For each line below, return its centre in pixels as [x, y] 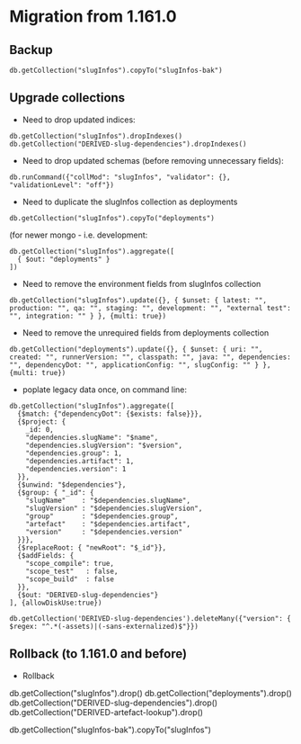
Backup [31, 50]
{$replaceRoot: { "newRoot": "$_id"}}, [92, 547]
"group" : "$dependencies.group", [102, 516]
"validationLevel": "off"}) [62, 185]
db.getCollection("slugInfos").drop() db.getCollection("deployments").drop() [150, 693]
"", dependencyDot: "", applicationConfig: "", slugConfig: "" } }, [140, 365]
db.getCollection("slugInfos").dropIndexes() [96, 136]
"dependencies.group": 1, [74, 453]
